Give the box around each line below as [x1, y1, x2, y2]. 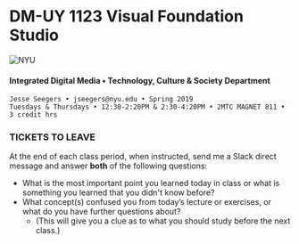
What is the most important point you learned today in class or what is [21, 178, 280, 189]
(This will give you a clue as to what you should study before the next [35, 216, 291, 226]
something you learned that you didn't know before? [21, 187, 215, 198]
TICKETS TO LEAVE [9, 131, 96, 143]
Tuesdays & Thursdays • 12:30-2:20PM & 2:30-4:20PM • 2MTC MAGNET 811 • [9, 102, 286, 112]
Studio [9, 25, 60, 45]
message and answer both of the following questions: [9, 160, 208, 171]
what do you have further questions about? [21, 207, 181, 217]
